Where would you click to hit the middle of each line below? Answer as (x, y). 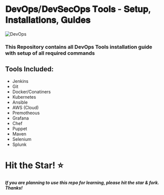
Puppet (20, 129)
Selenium (22, 139)
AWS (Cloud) (25, 107)
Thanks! (14, 188)
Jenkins (20, 81)
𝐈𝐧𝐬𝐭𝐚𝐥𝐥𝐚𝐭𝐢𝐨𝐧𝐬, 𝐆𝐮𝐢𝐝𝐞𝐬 (48, 20)
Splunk (19, 144)
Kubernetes (24, 97)
